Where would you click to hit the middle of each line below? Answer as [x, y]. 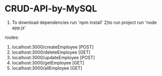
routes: [12, 37]
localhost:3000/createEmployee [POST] [53, 47]
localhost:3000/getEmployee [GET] [48, 63]
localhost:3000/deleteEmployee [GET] [51, 52]
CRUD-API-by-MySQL [51, 9]
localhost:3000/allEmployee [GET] [47, 68]
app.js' [19, 27]
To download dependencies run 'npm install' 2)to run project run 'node [84, 22]
